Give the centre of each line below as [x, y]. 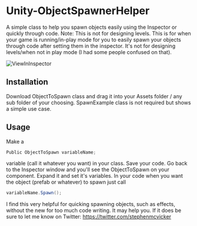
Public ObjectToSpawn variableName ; [51, 152]
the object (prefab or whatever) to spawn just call [66, 182]
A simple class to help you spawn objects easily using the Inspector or [91, 27]
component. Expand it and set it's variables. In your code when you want [95, 176]
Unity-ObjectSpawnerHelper [78, 11]
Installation [27, 82]
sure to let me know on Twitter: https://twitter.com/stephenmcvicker [89, 217]
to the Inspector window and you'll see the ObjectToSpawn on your [88, 169]
